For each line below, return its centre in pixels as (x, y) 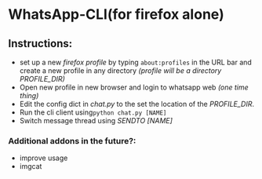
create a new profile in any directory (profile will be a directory (120, 71)
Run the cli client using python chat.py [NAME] (93, 112)
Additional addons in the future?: (72, 141)
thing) (29, 95)
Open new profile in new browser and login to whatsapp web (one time (134, 87)
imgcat (31, 166)
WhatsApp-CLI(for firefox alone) (116, 15)
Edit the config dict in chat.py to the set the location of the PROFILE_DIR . (137, 104)
